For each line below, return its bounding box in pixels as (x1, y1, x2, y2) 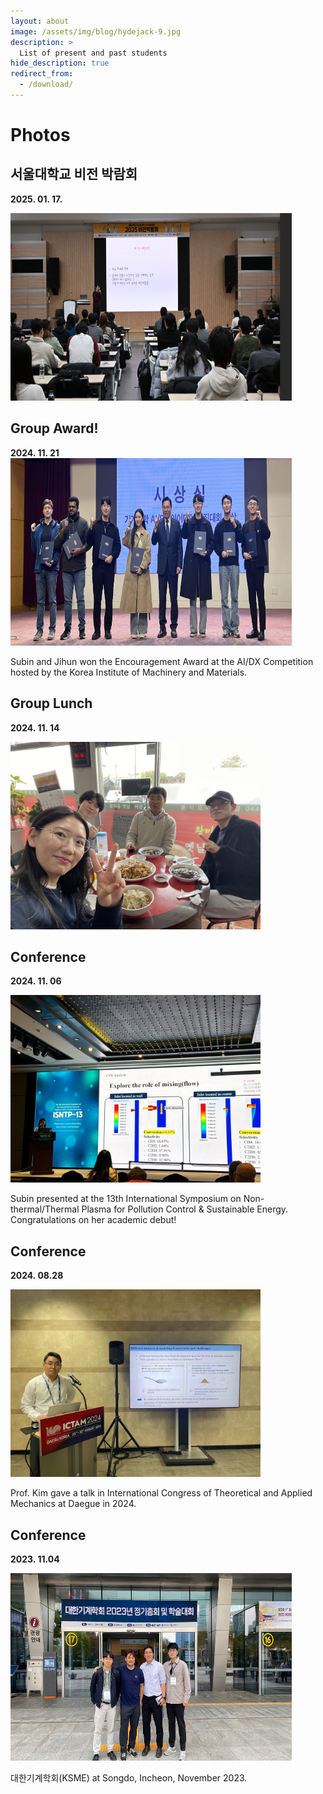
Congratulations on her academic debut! (10, 1214, 177, 1226)
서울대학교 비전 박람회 (10, 166, 138, 183)
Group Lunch (10, 695, 93, 712)
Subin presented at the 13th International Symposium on (10, 1193, 242, 1205)
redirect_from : (10, 69, 74, 79)
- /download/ (19, 80, 74, 90)
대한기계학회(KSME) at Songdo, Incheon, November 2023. (10, 1771, 248, 1784)
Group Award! (10, 420, 99, 437)
